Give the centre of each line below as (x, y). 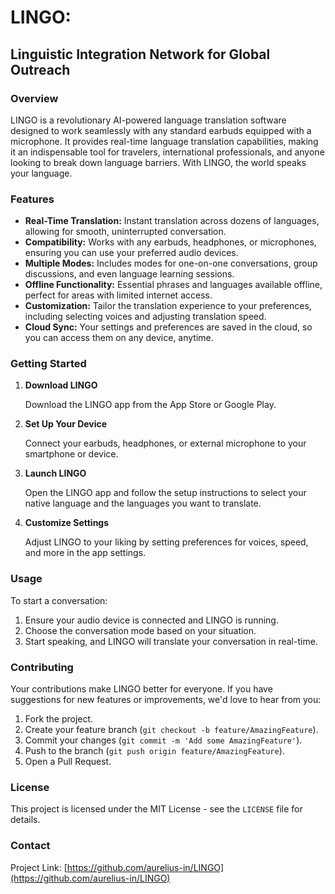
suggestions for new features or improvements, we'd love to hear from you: (166, 700)
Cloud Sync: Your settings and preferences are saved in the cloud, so (168, 327)
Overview (34, 98)
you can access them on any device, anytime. (119, 338)
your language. (41, 173)
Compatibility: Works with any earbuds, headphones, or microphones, (170, 242)
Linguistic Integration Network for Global (140, 54)
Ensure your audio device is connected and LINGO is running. (151, 620)
